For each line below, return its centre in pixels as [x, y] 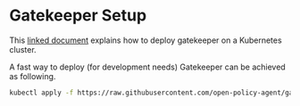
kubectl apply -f [42, 93]
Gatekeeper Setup [78, 16]
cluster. [23, 49]
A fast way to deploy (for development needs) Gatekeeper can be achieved [147, 67]
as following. [33, 76]
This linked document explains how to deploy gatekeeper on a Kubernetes [146, 40]
